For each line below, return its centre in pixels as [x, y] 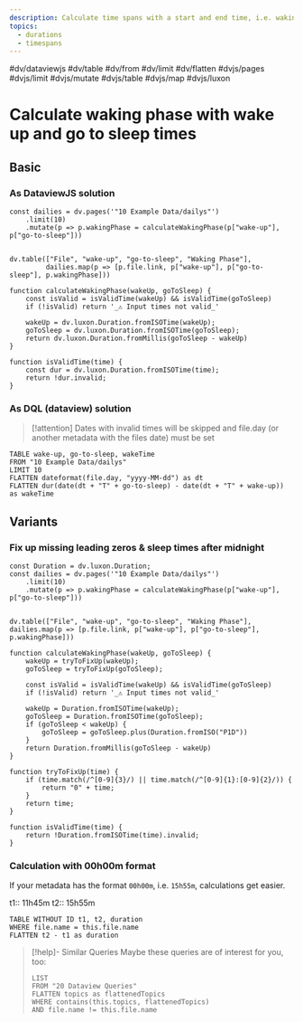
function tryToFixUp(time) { [64, 772]
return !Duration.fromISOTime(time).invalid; [113, 836]
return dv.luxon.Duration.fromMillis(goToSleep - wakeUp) [137, 339]
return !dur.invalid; [66, 378]
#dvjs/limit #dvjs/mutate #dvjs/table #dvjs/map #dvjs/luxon [120, 79]
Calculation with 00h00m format [83, 866]
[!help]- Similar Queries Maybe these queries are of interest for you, [157, 952]
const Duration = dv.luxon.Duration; [80, 566]
